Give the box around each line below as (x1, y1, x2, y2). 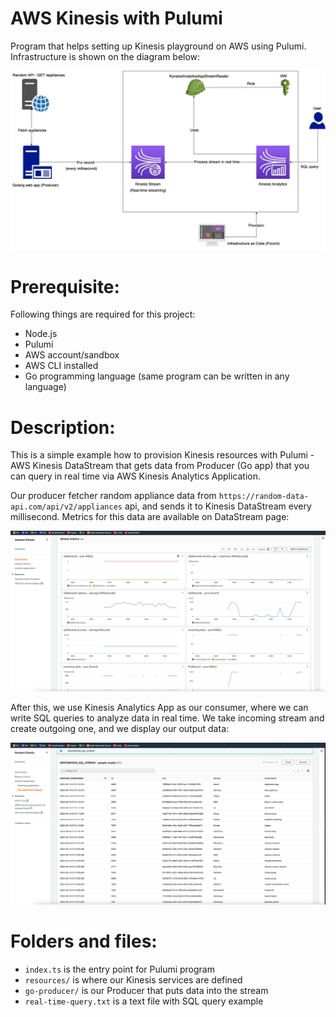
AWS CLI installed (24, 360, 99, 372)
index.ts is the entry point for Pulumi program (24, 963, 215, 975)
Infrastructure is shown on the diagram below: (10, 50, 201, 62)
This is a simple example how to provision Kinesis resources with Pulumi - (10, 449, 315, 461)
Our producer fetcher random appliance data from (10, 490, 217, 502)
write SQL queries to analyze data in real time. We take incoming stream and (10, 712, 325, 724)
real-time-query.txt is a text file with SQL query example (24, 995, 264, 1007)
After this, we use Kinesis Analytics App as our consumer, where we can (10, 702, 309, 714)
